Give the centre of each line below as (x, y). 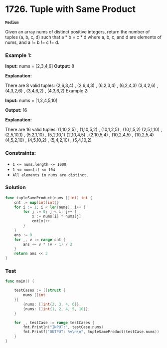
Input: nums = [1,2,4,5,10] (31, 100)
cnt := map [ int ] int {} (36, 202)
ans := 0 (23, 235)
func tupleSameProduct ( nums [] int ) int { (49, 198)
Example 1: (18, 55)
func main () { (20, 281)
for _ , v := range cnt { (40, 240)
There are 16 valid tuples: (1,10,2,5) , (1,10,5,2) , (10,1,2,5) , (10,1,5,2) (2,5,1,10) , (83, 130)
